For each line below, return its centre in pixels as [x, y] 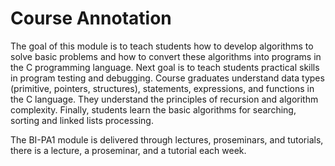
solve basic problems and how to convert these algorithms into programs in [166, 56]
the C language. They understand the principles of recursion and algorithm [164, 99]
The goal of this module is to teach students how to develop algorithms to [162, 46]
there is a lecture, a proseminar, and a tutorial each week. [128, 150]
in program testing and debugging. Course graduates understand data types [167, 78]
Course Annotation [91, 18]
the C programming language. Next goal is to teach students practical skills [165, 67]
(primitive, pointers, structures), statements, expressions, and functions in [162, 88]
